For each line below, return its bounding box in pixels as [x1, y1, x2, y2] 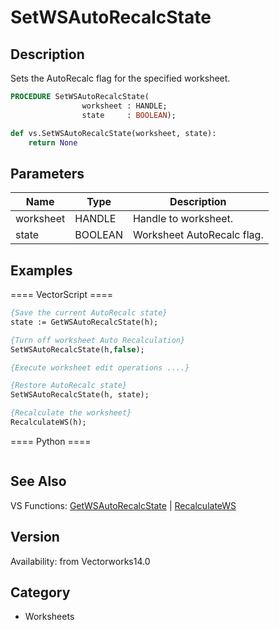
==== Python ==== [10, 435, 92, 447]
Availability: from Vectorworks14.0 [10, 555, 151, 567]
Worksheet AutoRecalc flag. [132, 228, 264, 242]
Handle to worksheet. [132, 212, 234, 226]
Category [10, 584, 71, 601]
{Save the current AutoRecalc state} [10, 308, 168, 318]
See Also [10, 473, 67, 490]
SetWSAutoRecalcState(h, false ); [10, 344, 145, 355]
